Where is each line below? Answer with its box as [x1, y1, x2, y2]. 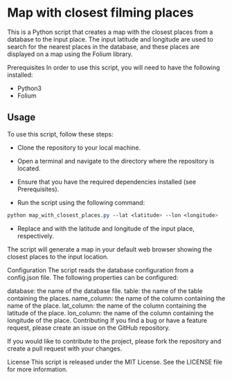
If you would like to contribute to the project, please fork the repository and [7, 337, 222, 345]
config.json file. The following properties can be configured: [7, 273, 179, 281]
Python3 [17, 84, 42, 92]
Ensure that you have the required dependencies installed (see [17, 177, 196, 186]
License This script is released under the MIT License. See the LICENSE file [7, 358, 223, 366]
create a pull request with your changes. [7, 344, 123, 353]
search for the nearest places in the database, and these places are [7, 42, 200, 51]
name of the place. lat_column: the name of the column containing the [7, 301, 207, 310]
